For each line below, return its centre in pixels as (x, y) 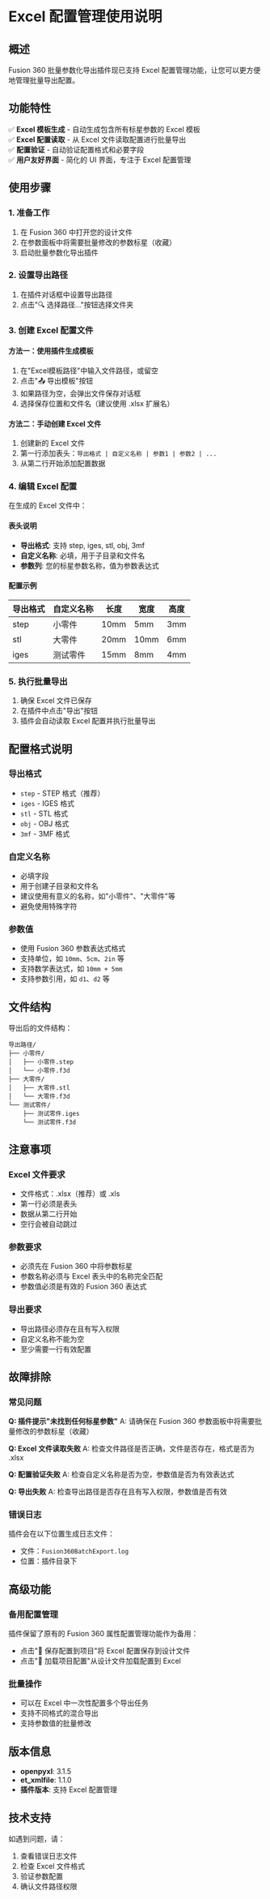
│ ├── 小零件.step (41, 1062)
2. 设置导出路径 (38, 275)
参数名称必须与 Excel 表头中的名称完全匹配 (91, 1276)
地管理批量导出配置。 (44, 80)
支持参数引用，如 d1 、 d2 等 (65, 979)
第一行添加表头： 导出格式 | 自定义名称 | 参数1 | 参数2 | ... (118, 453)
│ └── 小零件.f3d (39, 1071)
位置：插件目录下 (49, 1561)
